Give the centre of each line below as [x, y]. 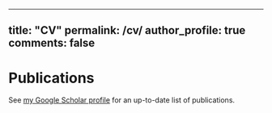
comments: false [52, 43]
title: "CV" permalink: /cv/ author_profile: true [127, 30]
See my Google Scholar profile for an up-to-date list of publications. [122, 100]
